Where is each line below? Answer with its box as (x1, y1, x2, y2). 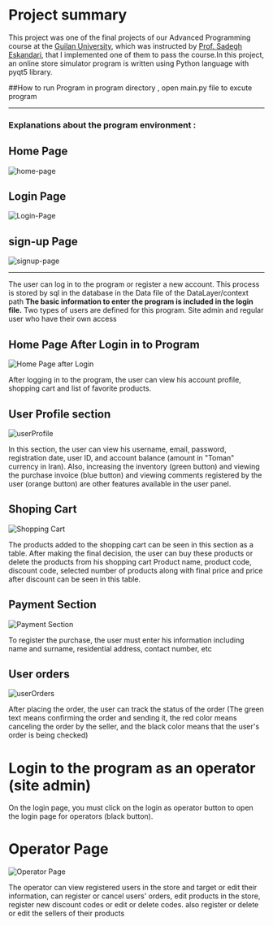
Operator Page (8, 840, 109, 859)
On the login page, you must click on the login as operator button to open (8, 803, 253, 813)
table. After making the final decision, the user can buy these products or (8, 548, 253, 558)
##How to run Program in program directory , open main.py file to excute (8, 83, 253, 93)
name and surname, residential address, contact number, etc (8, 643, 213, 653)
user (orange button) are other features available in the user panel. (8, 478, 232, 488)
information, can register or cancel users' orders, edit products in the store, (8, 891, 261, 901)
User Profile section (8, 407, 111, 421)
